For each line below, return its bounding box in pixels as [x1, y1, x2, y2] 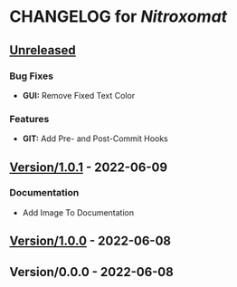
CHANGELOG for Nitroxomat [9, 6, 228, 27]
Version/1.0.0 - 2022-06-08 [9, 234, 172, 249]
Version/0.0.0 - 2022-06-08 [9, 264, 174, 280]
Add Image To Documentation [22, 206, 135, 218]
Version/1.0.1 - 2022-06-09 [9, 159, 168, 175]
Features [9, 112, 50, 125]
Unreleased [9, 43, 77, 58]
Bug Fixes [9, 70, 54, 82]
